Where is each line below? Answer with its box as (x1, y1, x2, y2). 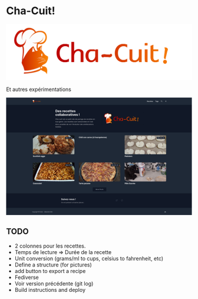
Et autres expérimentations (6, 86, 72, 93)
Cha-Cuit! (6, 4, 55, 18)
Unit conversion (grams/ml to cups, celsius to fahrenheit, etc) (14, 255, 164, 262)
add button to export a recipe (14, 267, 86, 274)
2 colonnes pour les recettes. (14, 242, 86, 249)
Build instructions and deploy (14, 286, 85, 293)
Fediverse (14, 274, 39, 281)
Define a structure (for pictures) (14, 261, 93, 268)
